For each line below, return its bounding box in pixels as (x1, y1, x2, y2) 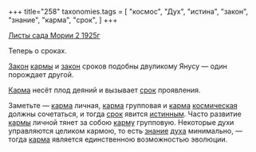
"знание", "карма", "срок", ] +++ (8, 15, 118, 25)
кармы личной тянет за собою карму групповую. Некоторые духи (8, 118, 234, 127)
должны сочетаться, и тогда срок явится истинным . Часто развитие (8, 109, 242, 119)
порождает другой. (8, 70, 74, 79)
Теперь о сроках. (8, 46, 68, 55)
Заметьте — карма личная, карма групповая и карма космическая (8, 101, 238, 110)
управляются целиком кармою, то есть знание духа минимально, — (8, 127, 243, 135)
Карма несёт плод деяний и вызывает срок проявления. (8, 85, 201, 95)
